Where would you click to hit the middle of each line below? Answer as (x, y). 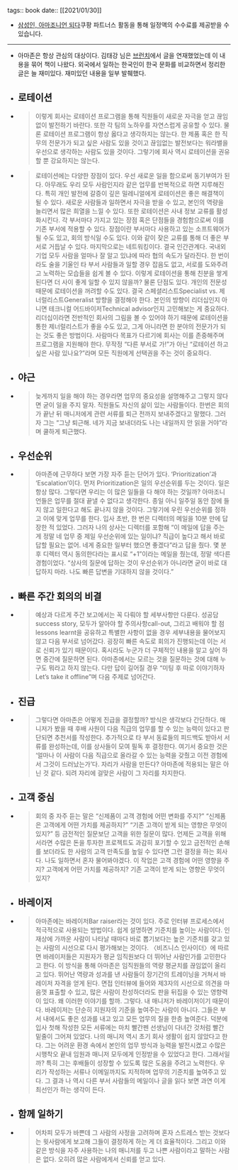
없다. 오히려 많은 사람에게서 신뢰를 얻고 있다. (104, 1159)
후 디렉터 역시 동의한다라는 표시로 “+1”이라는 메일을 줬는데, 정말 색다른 (133, 554)
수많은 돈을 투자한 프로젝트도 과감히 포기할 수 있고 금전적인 (136, 842)
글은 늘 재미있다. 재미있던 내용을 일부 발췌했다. (82, 73)
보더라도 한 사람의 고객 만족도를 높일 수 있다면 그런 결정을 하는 (129, 851)
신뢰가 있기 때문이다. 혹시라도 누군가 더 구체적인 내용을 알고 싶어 (132, 650)
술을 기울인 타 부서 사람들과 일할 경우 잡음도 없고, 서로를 (126, 264)
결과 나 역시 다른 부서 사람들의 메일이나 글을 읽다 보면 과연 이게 (139, 1081)
